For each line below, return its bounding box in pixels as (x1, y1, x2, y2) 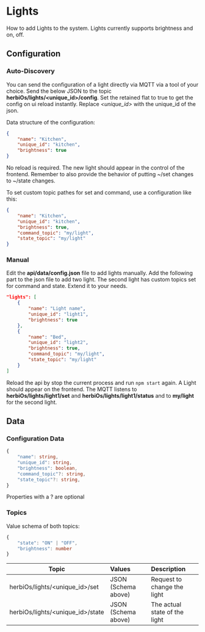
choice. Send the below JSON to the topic (6, 87, 112, 95)
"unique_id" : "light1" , (28, 311, 88, 318)
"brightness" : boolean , (17, 465, 78, 471)
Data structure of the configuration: (6, 118, 96, 126)
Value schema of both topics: (6, 522, 80, 530)
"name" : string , (17, 454, 59, 460)
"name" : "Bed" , (28, 334, 67, 340)
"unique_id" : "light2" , (28, 340, 88, 346)
